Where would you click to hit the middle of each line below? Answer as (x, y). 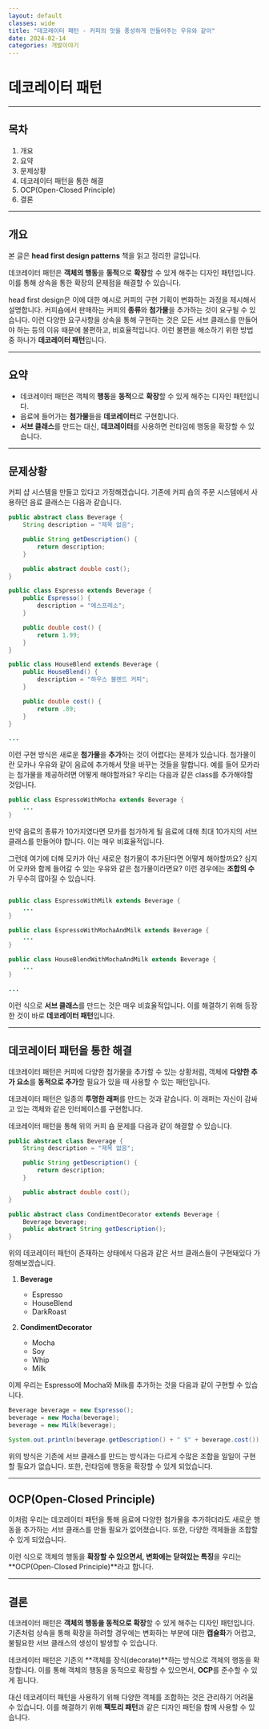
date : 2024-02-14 (37, 38)
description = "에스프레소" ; (81, 606)
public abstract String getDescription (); (94, 1229)
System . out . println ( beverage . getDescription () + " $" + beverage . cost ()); (136, 1439)
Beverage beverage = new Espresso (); (71, 1410)
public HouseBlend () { (60, 672)
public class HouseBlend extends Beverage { (84, 665)
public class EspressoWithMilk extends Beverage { (94, 900)
